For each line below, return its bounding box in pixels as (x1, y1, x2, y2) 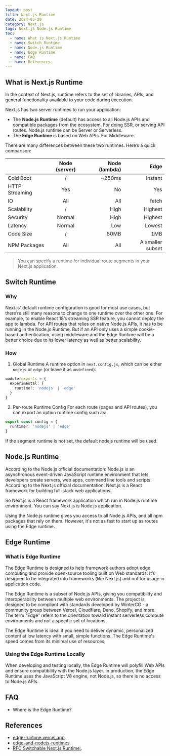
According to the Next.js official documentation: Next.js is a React (5, 482, 143, 488)
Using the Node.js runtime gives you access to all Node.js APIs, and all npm (5, 512, 163, 519)
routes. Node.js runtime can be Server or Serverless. (12, 127, 123, 133)
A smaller (140, 238, 162, 246)
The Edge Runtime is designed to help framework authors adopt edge (5, 565, 151, 571)
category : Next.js (5, 21, 44, 27)
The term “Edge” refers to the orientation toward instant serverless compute (5, 612, 164, 618)
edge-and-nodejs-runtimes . (12, 740, 71, 746)
